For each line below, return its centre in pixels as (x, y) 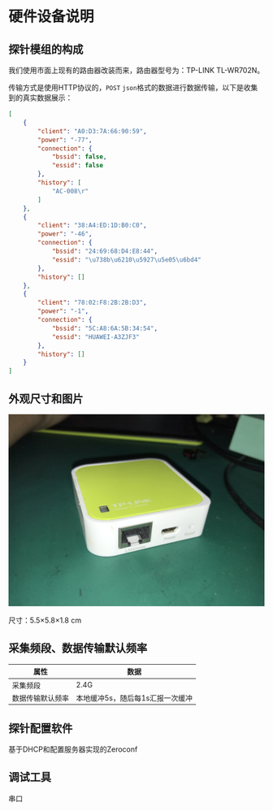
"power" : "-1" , (63, 311)
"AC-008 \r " (70, 191)
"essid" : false (78, 166)
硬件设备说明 (52, 17)
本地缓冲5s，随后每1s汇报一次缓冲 (134, 698)
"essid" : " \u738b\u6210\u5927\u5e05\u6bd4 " (126, 260)
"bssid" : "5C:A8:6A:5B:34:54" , (105, 328)
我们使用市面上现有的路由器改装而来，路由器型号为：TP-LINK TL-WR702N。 (136, 70)
